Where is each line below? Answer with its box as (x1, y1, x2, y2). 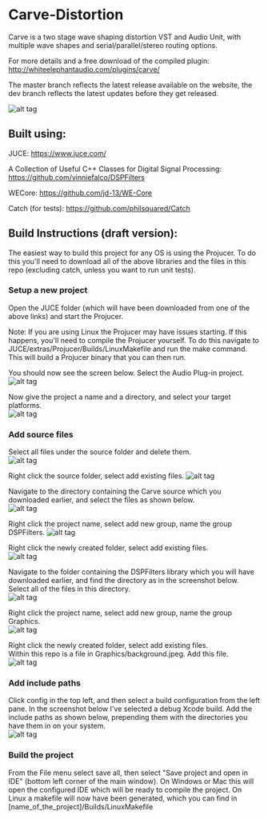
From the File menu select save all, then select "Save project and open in (8, 768, 248, 777)
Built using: (8, 127, 66, 141)
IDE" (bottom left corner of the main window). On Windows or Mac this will (8, 776, 254, 785)
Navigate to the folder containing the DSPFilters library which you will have (8, 567, 254, 577)
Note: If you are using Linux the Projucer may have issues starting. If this (8, 326, 248, 337)
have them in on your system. (8, 721, 106, 731)
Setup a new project (8, 285, 88, 296)
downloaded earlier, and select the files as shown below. (8, 495, 195, 505)
